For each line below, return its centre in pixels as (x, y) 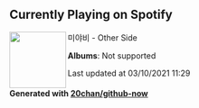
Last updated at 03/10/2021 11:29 (129, 73)
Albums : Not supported (112, 55)
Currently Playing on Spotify (91, 15)
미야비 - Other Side (102, 37)
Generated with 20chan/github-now (79, 94)
